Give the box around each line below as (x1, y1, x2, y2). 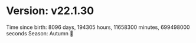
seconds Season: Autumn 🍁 (6, 29, 74, 37)
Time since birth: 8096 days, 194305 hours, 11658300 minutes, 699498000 (6, 24, 190, 31)
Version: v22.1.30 (6, 4, 94, 18)
